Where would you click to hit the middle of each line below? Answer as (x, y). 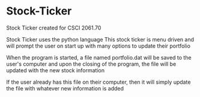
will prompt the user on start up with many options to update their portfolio (98, 46)
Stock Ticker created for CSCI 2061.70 (54, 28)
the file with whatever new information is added (65, 88)
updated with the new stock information (56, 70)
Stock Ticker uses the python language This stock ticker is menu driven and (100, 39)
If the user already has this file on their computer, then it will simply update (98, 82)
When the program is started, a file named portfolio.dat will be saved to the (99, 57)
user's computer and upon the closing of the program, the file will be (91, 64)
